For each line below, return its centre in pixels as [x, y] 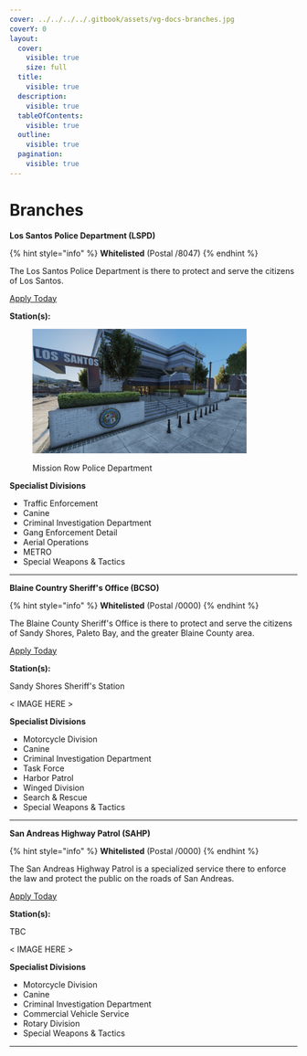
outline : [34, 135]
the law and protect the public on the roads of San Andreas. [122, 878]
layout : [24, 38]
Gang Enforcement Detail [70, 532]
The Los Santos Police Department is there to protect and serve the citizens [152, 270]
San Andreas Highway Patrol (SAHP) [80, 833]
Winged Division [53, 787]
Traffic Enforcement [60, 503]
